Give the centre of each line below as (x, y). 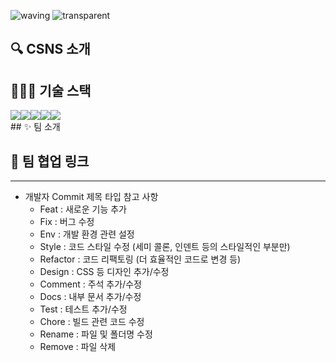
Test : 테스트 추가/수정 (83, 309)
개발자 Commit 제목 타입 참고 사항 (91, 197)
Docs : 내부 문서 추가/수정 (90, 297)
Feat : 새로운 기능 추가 (83, 209)
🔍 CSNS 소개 (50, 49)
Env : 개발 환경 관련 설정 (87, 234)
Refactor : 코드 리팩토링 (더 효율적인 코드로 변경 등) (140, 259)
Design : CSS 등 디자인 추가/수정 (104, 272)
